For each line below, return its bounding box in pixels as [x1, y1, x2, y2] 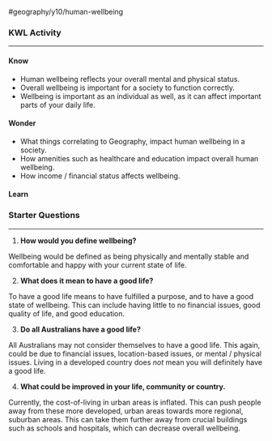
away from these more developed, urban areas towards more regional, [8, 405, 244, 416]
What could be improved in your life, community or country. [19, 381, 226, 392]
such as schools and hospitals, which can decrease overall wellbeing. [8, 423, 241, 433]
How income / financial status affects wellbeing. [19, 170, 181, 181]
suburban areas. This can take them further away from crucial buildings [8, 414, 248, 424]
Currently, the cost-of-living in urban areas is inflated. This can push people [8, 397, 261, 407]
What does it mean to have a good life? [19, 276, 154, 285]
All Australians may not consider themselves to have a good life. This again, [8, 340, 261, 349]
